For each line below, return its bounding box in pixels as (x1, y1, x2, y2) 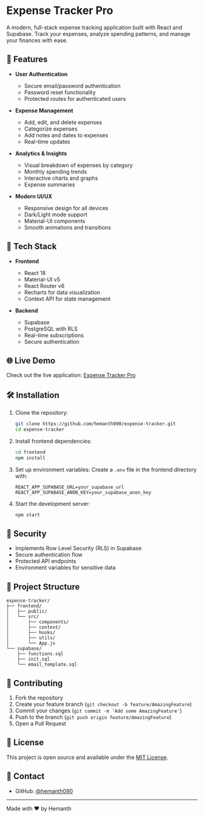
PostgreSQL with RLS (24, 325, 78, 332)
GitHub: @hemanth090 (15, 787, 73, 794)
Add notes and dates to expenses (24, 131, 109, 138)
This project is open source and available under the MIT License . (6, 754, 169, 761)
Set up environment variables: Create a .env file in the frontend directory (15, 466, 197, 473)
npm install (15, 455, 46, 461)
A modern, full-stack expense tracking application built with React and (6, 24, 183, 31)
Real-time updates (24, 138, 71, 145)
